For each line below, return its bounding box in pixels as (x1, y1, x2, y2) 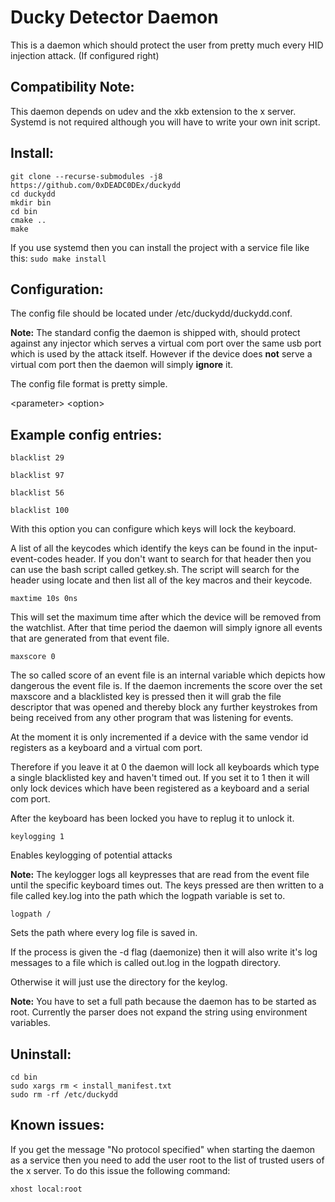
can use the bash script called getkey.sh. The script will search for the (10, 564, 300, 576)
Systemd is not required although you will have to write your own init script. (10, 116, 321, 128)
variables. (10, 1017, 51, 1029)
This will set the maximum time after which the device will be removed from (10, 611, 322, 623)
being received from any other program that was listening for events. (10, 712, 294, 724)
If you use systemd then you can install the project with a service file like (10, 241, 310, 253)
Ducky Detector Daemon (10, 6, 219, 29)
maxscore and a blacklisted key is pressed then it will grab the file (10, 691, 282, 703)
